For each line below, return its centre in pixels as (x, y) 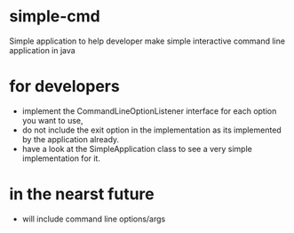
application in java (42, 50)
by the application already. (71, 139)
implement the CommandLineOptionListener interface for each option (149, 111)
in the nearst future (82, 194)
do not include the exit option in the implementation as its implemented (151, 130)
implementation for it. (61, 158)
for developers (64, 87)
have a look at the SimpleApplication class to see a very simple (137, 149)
